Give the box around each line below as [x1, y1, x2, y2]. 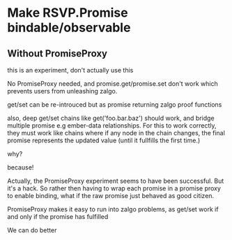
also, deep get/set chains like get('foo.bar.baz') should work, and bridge [7, 114, 215, 122]
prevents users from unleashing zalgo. [7, 87, 118, 95]
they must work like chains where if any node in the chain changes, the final [7, 129, 225, 137]
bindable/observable [7, 20, 131, 36]
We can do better [7, 226, 57, 234]
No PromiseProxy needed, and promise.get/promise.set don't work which [7, 80, 218, 88]
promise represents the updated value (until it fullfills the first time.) [7, 136, 201, 144]
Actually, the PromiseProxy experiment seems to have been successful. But [7, 177, 224, 185]
